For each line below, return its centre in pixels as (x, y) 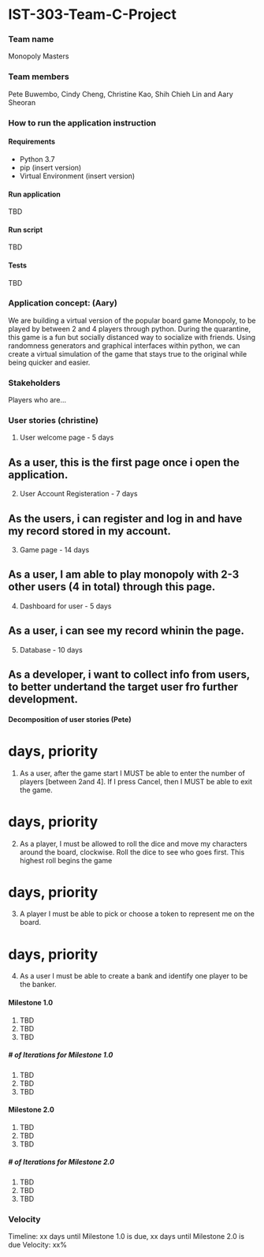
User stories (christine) (53, 421)
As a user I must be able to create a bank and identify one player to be (134, 976)
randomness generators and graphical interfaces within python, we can (124, 346)
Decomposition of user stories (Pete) (70, 719)
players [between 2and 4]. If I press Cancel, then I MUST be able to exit (136, 781)
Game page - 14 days (54, 550)
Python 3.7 (37, 159)
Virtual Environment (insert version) (77, 176)
